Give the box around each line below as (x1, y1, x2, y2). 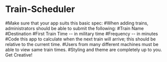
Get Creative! (5, 51, 33, 58)
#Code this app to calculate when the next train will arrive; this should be (5, 36, 156, 42)
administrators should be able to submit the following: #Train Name (5, 25, 144, 31)
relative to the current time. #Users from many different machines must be (5, 41, 159, 47)
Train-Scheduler (5, 3, 75, 15)
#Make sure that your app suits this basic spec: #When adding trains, (5, 20, 149, 26)
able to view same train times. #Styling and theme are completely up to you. (5, 46, 162, 52)
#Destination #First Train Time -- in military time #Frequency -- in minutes (5, 30, 158, 36)
